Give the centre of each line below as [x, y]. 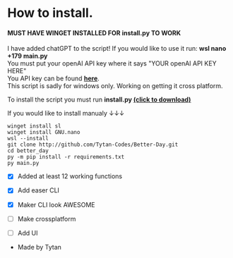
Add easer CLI [38, 190]
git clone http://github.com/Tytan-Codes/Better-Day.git [93, 145]
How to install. [50, 13]
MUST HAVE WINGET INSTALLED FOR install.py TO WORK [94, 32]
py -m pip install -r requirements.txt [66, 157]
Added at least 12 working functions [70, 176]
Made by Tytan [40, 247]
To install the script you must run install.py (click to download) [99, 99]
